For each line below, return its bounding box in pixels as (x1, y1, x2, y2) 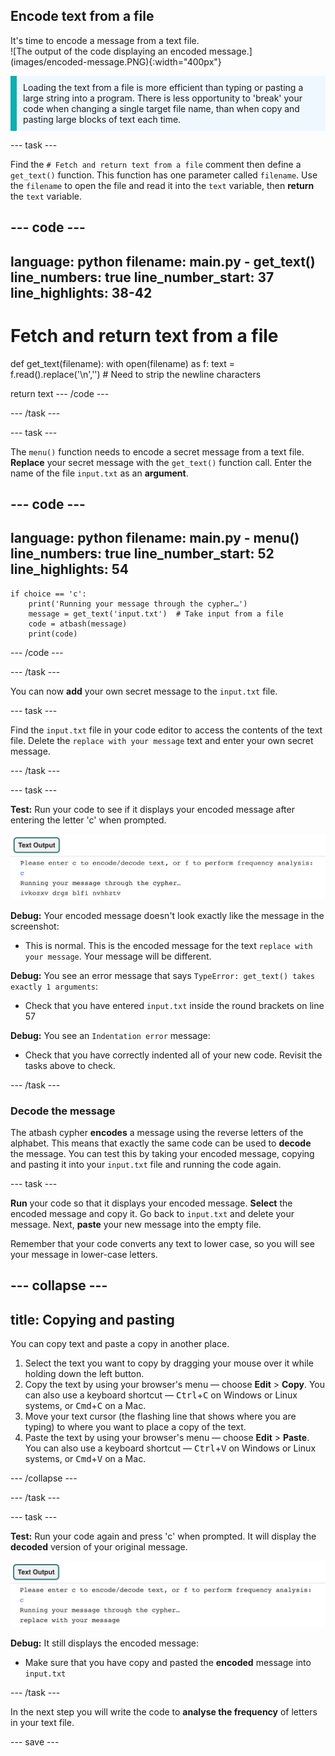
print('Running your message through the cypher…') (28, 599, 248, 609)
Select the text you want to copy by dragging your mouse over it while (24, 1357, 315, 1369)
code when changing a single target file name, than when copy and (23, 102, 300, 114)
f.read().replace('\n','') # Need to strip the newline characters (10, 368, 262, 380)
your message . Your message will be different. (24, 950, 212, 962)
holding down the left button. (24, 1368, 145, 1380)
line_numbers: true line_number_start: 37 (10, 269, 275, 286)
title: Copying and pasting (10, 1311, 175, 1328)
